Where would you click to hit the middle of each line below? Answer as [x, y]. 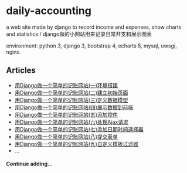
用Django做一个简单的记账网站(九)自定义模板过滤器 [76, 144]
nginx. [14, 52]
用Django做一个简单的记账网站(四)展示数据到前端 [74, 107]
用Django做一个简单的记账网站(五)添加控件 [66, 114]
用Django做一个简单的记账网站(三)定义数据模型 [71, 100]
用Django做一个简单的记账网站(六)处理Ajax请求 [72, 122]
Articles [21, 71]
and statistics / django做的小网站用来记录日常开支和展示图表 [79, 34]
